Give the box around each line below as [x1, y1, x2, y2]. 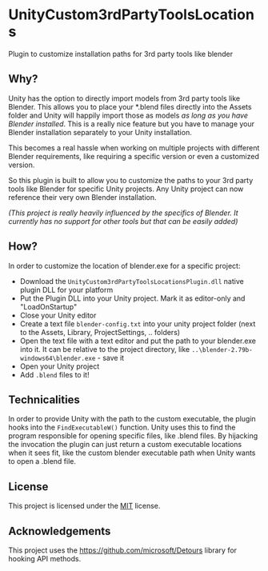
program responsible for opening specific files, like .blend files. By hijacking [8, 431, 258, 441]
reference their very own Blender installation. [8, 192, 157, 202]
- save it [97, 353, 125, 362]
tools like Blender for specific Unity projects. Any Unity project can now [8, 184, 244, 194]
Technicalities [8, 393, 80, 406]
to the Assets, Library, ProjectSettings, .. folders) [19, 327, 181, 337]
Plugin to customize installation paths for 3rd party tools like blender [8, 49, 234, 58]
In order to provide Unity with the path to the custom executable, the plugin [8, 414, 256, 424]
